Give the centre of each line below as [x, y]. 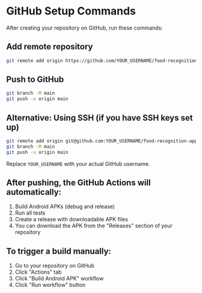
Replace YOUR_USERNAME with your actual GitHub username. [78, 163]
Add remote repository [50, 47]
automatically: [34, 192]
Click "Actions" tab [38, 272]
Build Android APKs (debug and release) [65, 207]
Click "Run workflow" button [50, 285]
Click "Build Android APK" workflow [59, 279]
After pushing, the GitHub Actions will [79, 183]
